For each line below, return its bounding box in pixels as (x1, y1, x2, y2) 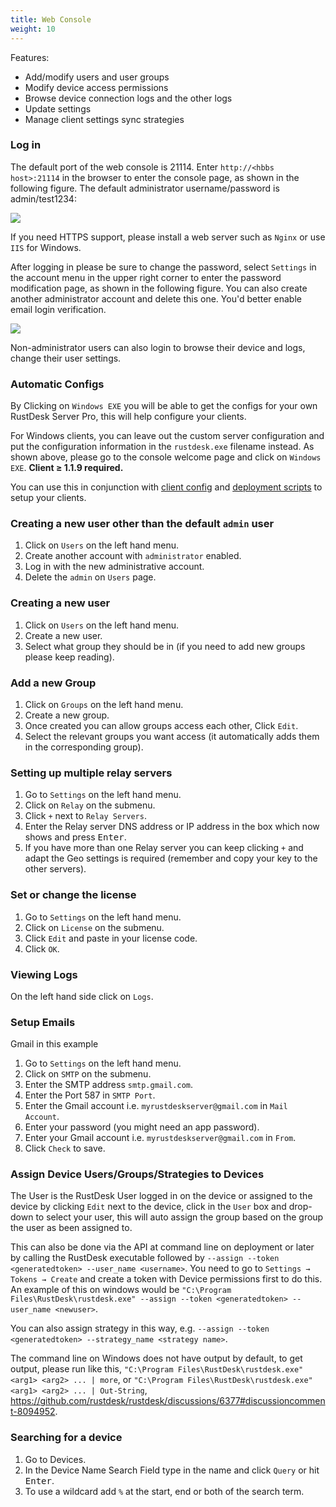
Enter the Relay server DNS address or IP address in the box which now (24, 821, 320, 833)
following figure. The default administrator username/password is (10, 182, 280, 194)
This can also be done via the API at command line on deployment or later (10, 1241, 315, 1253)
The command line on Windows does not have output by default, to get (10, 1352, 303, 1365)
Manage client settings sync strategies (24, 113, 185, 125)
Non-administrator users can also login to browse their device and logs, (10, 341, 306, 353)
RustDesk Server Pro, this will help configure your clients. (10, 411, 247, 423)
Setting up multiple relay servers (10, 766, 173, 780)
